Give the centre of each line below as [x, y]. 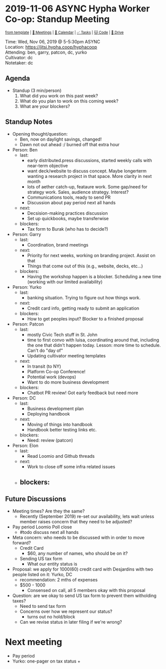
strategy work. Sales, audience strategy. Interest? [78, 192]
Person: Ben [25, 150]
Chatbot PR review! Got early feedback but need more [83, 393]
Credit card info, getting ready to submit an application [83, 308]
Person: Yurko [27, 287]
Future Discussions [36, 499]
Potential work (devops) [51, 377]
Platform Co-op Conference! [56, 371]
